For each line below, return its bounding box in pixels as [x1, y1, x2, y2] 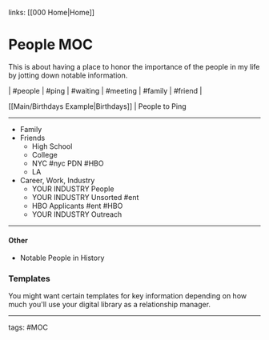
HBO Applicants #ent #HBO [31, 201, 123, 210]
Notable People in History [19, 253, 105, 263]
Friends [19, 133, 46, 142]
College [31, 150, 58, 159]
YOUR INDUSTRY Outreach [31, 209, 122, 219]
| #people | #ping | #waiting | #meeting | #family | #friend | [8, 86, 203, 95]
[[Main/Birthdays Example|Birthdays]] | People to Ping [8, 101, 187, 111]
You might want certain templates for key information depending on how [8, 291, 247, 301]
